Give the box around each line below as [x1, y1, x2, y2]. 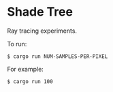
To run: [7, 40, 27, 48]
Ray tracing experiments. [7, 27, 77, 35]
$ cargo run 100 [7, 78, 53, 85]
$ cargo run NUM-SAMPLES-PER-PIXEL [7, 52, 108, 60]
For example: [7, 65, 44, 73]
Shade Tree [7, 4, 74, 20]
